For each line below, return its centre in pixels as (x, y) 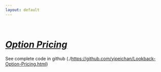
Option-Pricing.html (26, 64)
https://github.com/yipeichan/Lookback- (113, 58)
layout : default (22, 10)
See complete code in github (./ (38, 58)
